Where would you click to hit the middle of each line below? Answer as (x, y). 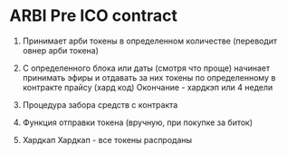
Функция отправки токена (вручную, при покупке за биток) (138, 122)
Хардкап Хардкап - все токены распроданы (107, 140)
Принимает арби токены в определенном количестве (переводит (150, 41)
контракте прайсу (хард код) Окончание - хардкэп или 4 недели (148, 87)
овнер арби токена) (61, 50)
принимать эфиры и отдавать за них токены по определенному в (149, 77)
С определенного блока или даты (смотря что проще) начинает (146, 68)
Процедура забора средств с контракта (100, 104)
